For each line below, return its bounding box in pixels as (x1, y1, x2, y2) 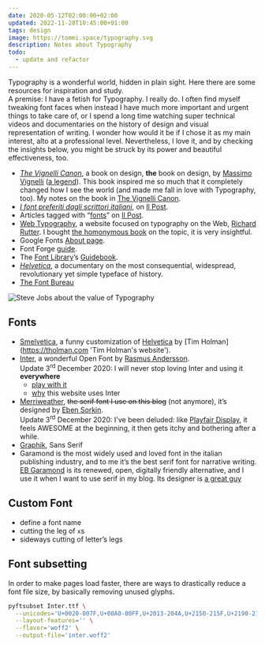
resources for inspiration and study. (8, 85, 124, 95)
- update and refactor (15, 56, 90, 64)
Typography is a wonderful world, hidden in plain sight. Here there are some (8, 77, 256, 87)
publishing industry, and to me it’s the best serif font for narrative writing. (19, 457, 257, 467)
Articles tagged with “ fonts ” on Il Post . (19, 210, 144, 220)
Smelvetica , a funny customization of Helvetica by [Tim (19, 337, 200, 346)
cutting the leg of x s (19, 526, 85, 535)
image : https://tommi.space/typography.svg (8, 33, 154, 42)
